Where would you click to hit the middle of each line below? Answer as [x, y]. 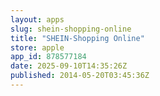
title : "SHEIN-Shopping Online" [77, 38]
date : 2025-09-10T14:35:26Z [69, 66]
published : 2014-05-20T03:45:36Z [80, 76]
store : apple [37, 47]
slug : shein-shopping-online [71, 29]
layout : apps [37, 19]
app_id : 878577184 [48, 57]
